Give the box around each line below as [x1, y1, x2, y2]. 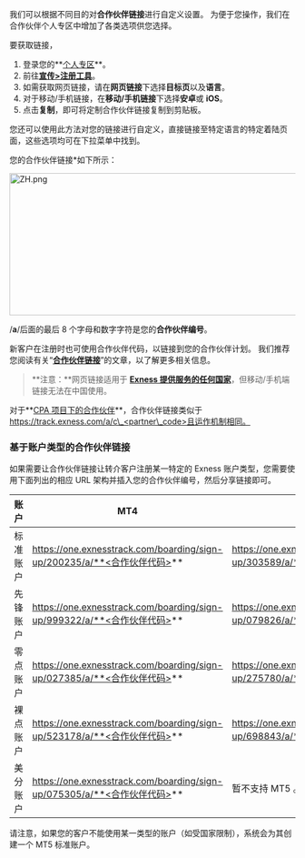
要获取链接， [9, 40, 57, 50]
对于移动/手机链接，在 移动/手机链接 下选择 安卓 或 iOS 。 [22, 93, 228, 104]
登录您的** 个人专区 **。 [22, 59, 111, 69]
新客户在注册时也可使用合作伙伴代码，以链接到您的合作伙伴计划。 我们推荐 [9, 343, 290, 354]
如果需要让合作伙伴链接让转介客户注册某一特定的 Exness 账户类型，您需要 [9, 463, 288, 474]
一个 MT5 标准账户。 [16, 839, 95, 850]
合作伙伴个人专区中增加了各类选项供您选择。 [9, 20, 177, 31]
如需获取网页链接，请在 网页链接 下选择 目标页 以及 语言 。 [22, 82, 230, 92]
